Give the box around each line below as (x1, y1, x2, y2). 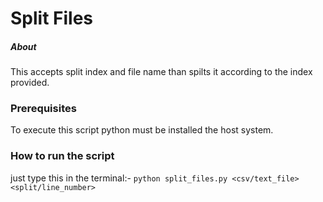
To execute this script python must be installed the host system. (10, 124, 274, 136)
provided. (10, 77, 50, 89)
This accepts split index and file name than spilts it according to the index (10, 66, 313, 78)
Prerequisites (10, 102, 77, 116)
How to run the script (10, 149, 115, 163)
